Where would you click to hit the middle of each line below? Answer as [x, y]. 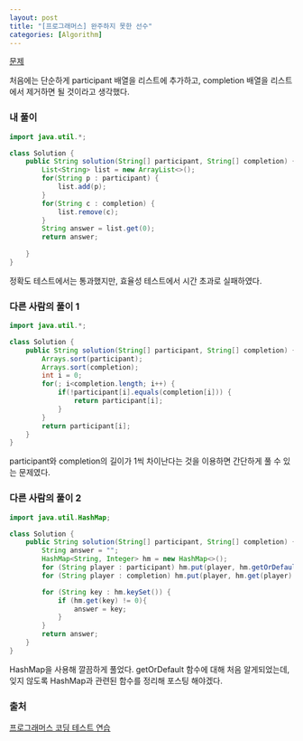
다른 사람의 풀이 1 [45, 306]
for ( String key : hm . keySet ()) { [106, 592]
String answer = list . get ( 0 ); [98, 229]
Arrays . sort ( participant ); [92, 359]
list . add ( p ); [82, 187]
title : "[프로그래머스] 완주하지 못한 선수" [81, 26]
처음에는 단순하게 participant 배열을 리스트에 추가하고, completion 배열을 [139, 80]
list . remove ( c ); [88, 212]
